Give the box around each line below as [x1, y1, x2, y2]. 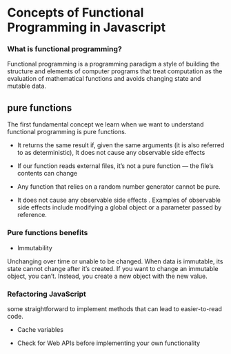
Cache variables [17, 325, 64, 333]
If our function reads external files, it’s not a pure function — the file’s [17, 162, 214, 170]
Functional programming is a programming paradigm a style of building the [7, 60, 220, 68]
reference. [17, 211, 47, 219]
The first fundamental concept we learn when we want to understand [7, 120, 204, 129]
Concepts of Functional [7, 5, 144, 21]
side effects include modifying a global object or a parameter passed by [17, 203, 222, 212]
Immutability [17, 243, 53, 252]
